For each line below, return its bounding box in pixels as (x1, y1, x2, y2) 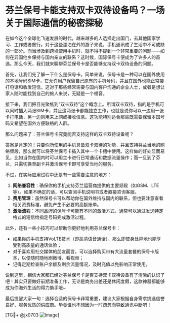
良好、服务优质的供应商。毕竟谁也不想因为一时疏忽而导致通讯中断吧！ (5, 302, 152, 308)
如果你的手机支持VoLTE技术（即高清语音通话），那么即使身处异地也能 (12, 236, 157, 242)
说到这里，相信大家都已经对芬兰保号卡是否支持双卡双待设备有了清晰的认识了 (5, 272, 165, 278)
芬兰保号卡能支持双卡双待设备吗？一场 (5, 5, 165, 16)
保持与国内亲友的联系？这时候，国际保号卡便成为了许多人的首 (31, 54, 160, 60)
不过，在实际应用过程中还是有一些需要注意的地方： (5, 171, 112, 178)
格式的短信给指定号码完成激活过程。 (12, 214, 89, 220)
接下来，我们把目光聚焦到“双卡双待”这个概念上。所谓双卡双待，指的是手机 (5, 101, 160, 107)
